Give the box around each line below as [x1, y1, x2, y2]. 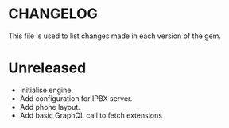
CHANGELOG [8, 5, 98, 23]
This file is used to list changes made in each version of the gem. [8, 31, 221, 41]
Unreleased [8, 59, 87, 77]
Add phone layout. [19, 102, 81, 111]
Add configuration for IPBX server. [19, 93, 133, 103]
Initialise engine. [19, 85, 74, 95]
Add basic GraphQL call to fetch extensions [19, 111, 163, 120]
